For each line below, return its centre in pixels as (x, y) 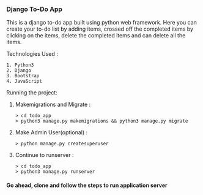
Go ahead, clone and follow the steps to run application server (87, 185)
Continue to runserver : (44, 155)
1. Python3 (20, 65)
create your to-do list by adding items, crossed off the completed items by (100, 29)
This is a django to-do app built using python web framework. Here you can (102, 23)
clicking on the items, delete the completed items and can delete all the (96, 36)
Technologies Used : (32, 54)
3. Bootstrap (23, 76)
